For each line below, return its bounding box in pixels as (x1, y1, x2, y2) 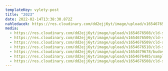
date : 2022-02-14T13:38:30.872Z (5, 16, 72, 21)
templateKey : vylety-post (5, 7, 59, 12)
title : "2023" (5, 12, 35, 17)
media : (5, 26, 19, 31)
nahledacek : (5, 21, 30, 26)
